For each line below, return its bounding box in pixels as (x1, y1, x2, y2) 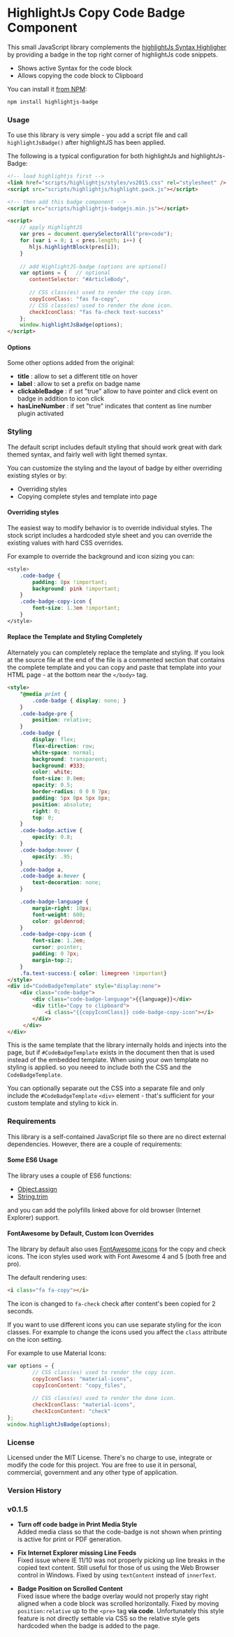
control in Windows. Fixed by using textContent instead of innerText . (17, 1571, 217, 1580)
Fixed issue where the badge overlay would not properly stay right (17, 1592, 209, 1601)
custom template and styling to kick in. (7, 1099, 119, 1108)
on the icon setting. (7, 1335, 63, 1343)
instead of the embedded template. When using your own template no (7, 1056, 209, 1064)
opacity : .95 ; (32, 853, 73, 860)
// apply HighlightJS (20, 224, 82, 231)
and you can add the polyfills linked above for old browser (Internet (7, 1206, 201, 1214)
